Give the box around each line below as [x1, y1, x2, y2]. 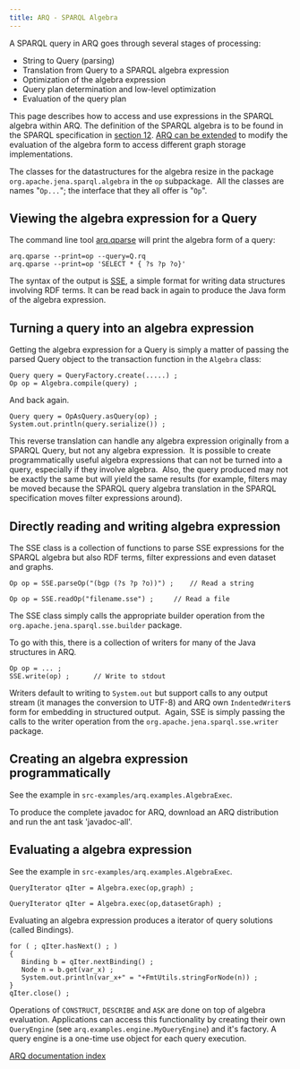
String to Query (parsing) [21, 55, 115, 65]
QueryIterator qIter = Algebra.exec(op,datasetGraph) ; [9, 899, 222, 908]
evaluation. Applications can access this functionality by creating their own [9, 1013, 286, 1024]
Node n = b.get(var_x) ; [21, 965, 115, 974]
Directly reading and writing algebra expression [9, 519, 281, 534]
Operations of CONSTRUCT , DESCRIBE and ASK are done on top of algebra [9, 1004, 266, 1015]
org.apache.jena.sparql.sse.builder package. [9, 620, 183, 631]
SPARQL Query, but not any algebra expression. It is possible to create [9, 445, 271, 456]
